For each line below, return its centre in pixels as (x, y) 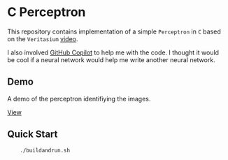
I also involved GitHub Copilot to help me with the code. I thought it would (113, 52)
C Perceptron (47, 12)
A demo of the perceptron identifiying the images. (79, 99)
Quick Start (33, 134)
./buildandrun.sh (45, 150)
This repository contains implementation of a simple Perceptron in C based (114, 31)
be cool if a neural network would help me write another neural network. (111, 59)
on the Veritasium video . (43, 38)
